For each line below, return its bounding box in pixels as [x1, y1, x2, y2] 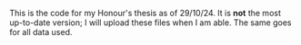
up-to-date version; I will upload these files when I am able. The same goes [9, 17, 292, 28]
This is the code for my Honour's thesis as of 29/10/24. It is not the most [9, 8, 282, 18]
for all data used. [9, 27, 73, 37]
